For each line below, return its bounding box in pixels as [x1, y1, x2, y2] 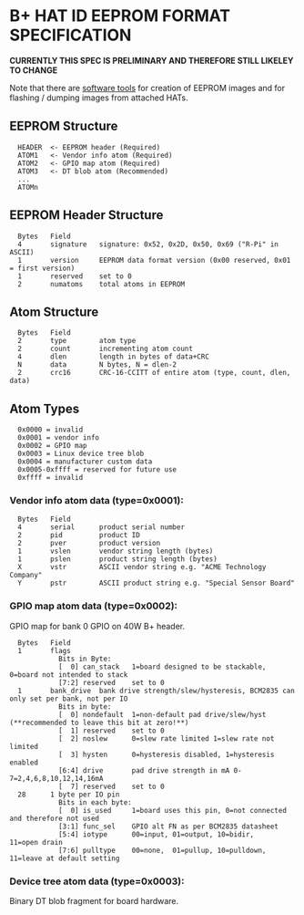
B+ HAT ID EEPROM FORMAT [9, 5, 230, 26]
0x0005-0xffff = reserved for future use [17, 465, 177, 474]
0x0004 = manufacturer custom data [17, 457, 153, 466]
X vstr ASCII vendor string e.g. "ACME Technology [17, 563, 267, 572]
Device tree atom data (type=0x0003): [9, 875, 185, 888]
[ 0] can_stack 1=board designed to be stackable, [57, 662, 267, 671]
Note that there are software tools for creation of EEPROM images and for [9, 82, 285, 93]
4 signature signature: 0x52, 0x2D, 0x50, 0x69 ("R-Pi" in [17, 239, 279, 249]
